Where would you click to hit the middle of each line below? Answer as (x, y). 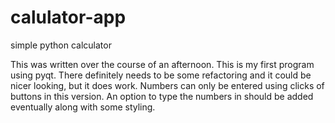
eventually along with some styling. (83, 107)
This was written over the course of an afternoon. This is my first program (162, 64)
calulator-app (68, 17)
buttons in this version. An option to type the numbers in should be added (162, 96)
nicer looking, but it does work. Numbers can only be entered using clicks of (167, 85)
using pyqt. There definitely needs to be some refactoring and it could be (161, 75)
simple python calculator (61, 45)
